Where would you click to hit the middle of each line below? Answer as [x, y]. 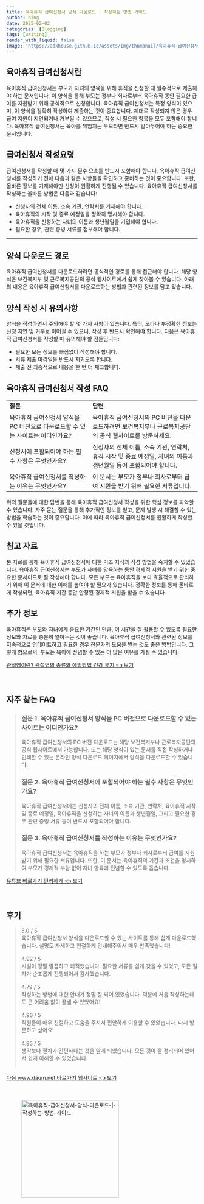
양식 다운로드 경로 [38, 255]
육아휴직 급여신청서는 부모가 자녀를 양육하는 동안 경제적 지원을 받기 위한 [104, 569]
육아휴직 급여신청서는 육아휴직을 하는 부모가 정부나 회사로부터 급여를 [102, 853]
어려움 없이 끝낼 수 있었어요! [67, 1002]
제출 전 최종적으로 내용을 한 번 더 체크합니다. [68, 367]
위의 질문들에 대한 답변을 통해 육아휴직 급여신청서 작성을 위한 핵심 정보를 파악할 [100, 502]
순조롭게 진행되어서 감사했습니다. [72, 973]
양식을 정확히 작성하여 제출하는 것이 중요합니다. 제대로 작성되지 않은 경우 [106, 111]
